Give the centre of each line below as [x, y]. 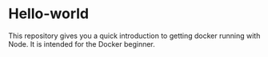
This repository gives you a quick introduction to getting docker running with [134, 36]
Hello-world [49, 14]
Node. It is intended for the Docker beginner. [82, 44]
